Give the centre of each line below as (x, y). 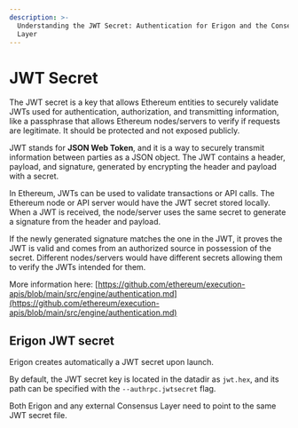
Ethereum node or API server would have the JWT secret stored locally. (140, 203)
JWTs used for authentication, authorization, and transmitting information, (144, 112)
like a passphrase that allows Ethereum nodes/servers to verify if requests (145, 122)
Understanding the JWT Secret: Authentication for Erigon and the (142, 26)
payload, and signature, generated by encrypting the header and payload (143, 167)
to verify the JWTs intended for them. (78, 267)
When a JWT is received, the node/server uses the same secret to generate (148, 212)
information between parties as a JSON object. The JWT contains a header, (147, 157)
